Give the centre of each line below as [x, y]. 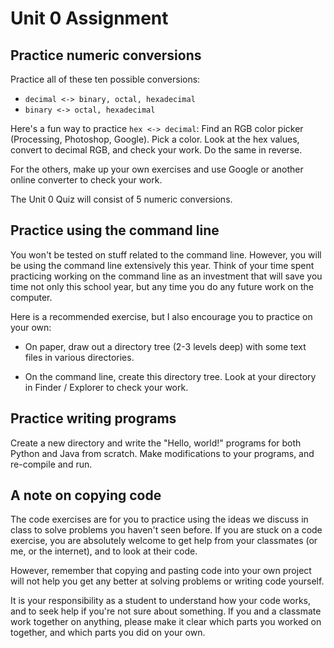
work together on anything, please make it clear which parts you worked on [166, 622]
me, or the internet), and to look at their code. [104, 551]
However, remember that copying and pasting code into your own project [161, 571]
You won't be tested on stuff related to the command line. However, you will [166, 254]
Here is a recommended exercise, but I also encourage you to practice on [161, 316]
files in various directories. [79, 357]
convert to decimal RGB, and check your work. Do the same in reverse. [156, 150]
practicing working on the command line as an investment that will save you [166, 276]
